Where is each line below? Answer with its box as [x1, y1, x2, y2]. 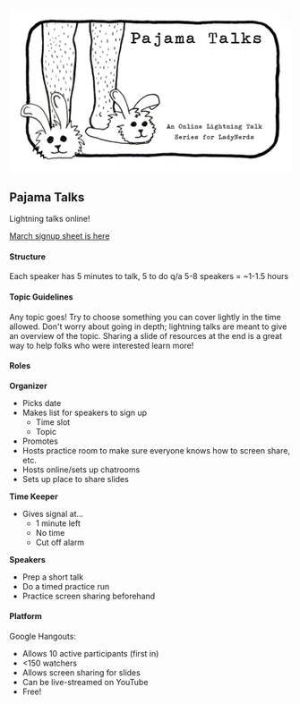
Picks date [21, 397, 62, 408]
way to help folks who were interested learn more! [9, 340, 194, 351]
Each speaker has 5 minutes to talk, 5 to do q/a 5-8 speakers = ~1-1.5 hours [9, 271, 289, 282]
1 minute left [35, 518, 81, 529]
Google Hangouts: [9, 631, 76, 641]
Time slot [35, 416, 71, 428]
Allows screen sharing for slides [21, 666, 141, 678]
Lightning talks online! [9, 214, 91, 225]
